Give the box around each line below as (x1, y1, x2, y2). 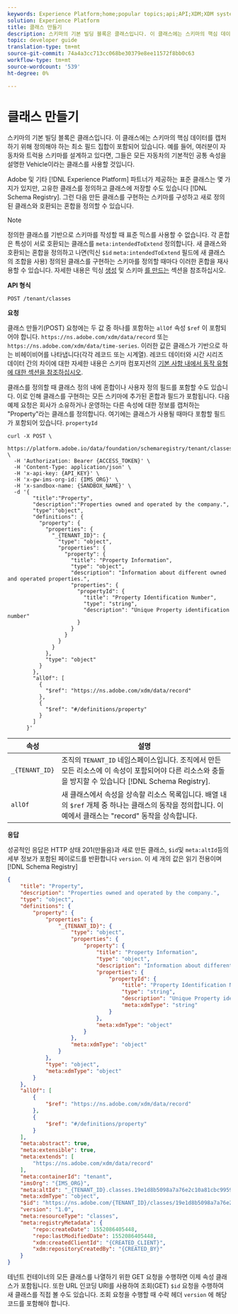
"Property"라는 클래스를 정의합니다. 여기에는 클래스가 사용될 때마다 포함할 (7, 409, 212, 419)
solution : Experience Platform (7, 17, 100, 24)
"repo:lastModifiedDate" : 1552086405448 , (33, 1232, 157, 1240)
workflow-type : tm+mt (7, 57, 72, 64)
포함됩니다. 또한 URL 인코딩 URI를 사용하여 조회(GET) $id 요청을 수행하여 (20, 1281, 225, 1290)
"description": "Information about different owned (70, 569, 227, 577)
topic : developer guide (7, 37, 78, 44)
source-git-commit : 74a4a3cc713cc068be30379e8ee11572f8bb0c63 (7, 50, 195, 57)
